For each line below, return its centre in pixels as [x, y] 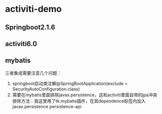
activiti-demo [33, 9]
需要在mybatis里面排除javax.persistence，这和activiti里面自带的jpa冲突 [85, 95]
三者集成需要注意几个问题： [33, 73]
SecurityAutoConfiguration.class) [46, 89]
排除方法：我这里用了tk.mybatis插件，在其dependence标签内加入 [79, 101]
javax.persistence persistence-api [47, 106]
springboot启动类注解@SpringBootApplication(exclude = [70, 83]
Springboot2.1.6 [30, 27]
